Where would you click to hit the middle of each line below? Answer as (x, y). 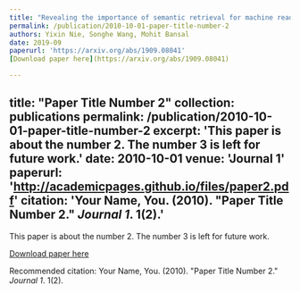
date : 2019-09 (36, 42)
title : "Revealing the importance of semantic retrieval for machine (142, 17)
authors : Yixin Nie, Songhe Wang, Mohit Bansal (100, 34)
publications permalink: (77, 117)
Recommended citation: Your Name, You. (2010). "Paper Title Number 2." (144, 271)
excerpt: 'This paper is (217, 131)
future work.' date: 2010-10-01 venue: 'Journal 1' (147, 159)
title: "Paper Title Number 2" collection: (122, 103)
